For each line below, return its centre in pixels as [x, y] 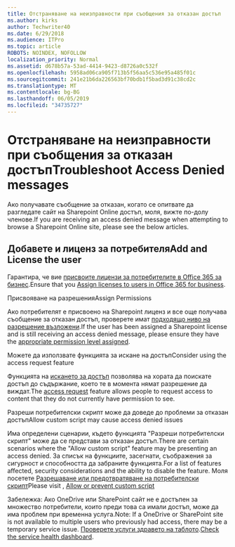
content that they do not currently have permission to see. [91, 399]
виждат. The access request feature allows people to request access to [110, 391]
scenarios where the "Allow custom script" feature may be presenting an [112, 448]
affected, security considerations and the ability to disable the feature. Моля [117, 470]
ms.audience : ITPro [36, 40]
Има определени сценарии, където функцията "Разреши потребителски [116, 433]
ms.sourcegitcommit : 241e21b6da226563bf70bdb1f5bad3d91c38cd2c [102, 79]
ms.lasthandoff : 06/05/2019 [48, 99]
